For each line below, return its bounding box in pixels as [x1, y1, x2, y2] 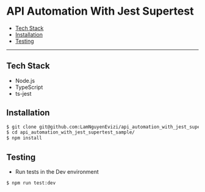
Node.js [15, 77, 35, 84]
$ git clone [6, 124, 37, 130]
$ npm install [6, 135, 43, 141]
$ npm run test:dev [6, 180, 56, 186]
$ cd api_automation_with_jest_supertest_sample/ [6, 129, 135, 135]
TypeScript [15, 84, 43, 91]
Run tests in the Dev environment [15, 168, 99, 175]
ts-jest [15, 90, 32, 97]
